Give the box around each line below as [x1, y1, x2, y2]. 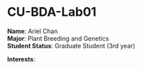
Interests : [7, 55, 36, 63]
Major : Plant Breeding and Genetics [7, 34, 109, 42]
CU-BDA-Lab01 [7, 4, 97, 20]
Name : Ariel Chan [7, 27, 58, 35]
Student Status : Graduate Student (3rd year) [7, 41, 136, 50]
